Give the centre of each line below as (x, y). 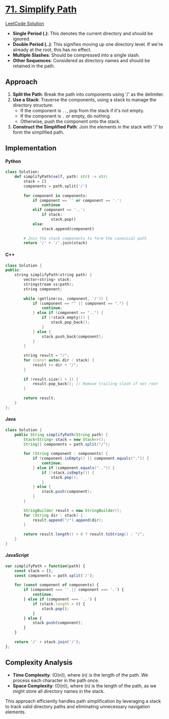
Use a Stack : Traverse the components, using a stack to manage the (84, 99)
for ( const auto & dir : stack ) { (59, 361)
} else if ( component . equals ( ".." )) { (74, 468)
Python (13, 161)
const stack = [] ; (34, 571)
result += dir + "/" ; (55, 365)
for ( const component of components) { (57, 585)
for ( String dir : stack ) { (53, 515)
